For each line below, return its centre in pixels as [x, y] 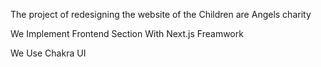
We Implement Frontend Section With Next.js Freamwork [127, 33]
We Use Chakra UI [48, 53]
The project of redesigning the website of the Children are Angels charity [161, 14]
